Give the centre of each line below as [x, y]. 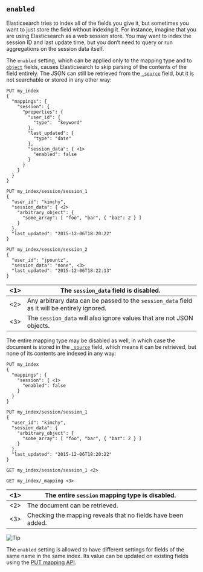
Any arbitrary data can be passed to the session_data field [110, 301]
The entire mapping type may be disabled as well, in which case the [91, 340]
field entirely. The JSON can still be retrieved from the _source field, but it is [100, 73]
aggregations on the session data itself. [55, 48]
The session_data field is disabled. [110, 290]
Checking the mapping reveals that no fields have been [105, 515]
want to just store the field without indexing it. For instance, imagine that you [101, 29]
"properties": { [43, 112]
